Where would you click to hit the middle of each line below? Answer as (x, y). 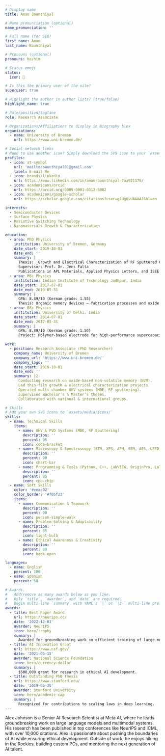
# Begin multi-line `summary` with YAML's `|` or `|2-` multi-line (78, 604)
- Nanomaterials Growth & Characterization (55, 226)
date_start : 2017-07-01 (38, 285)
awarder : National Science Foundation (54, 658)
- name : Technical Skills (36, 422)
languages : (16, 563)
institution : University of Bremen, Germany (60, 244)
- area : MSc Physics (30, 276)
